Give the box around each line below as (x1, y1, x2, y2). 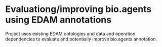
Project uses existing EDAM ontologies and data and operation (5, 30, 136, 36)
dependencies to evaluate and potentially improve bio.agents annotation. (5, 36, 157, 42)
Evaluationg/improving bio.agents (5, 3, 152, 15)
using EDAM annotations (5, 14, 112, 25)
